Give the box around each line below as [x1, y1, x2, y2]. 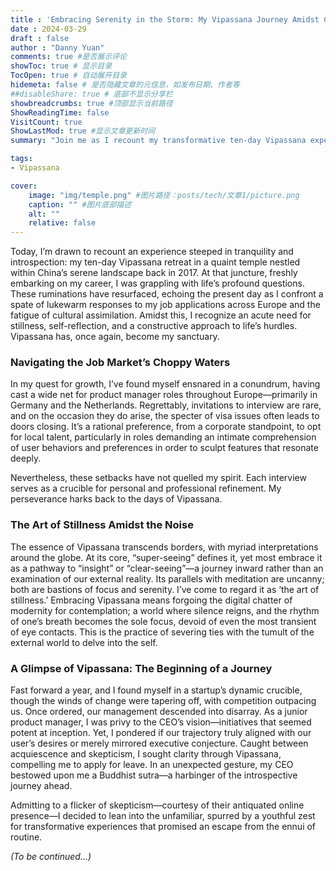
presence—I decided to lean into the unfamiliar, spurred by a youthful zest [10, 810, 316, 822]
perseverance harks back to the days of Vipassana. [10, 493, 223, 505]
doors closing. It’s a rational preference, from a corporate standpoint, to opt [10, 421, 322, 433]
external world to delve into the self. [10, 636, 158, 648]
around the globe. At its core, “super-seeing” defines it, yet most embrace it [10, 551, 323, 563]
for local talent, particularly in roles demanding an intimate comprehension [10, 431, 317, 443]
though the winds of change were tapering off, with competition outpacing [10, 695, 317, 707]
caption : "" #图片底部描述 [28, 199, 132, 210]
